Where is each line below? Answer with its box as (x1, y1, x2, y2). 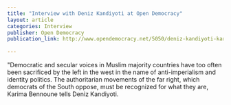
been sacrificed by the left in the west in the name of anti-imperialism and (7, 68, 217, 76)
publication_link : (7, 36, 60, 43)
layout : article (7, 16, 54, 23)
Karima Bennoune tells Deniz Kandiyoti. (7, 90, 119, 98)
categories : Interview (7, 23, 72, 30)
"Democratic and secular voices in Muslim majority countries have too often (7, 61, 222, 69)
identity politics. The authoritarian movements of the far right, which (7, 75, 200, 83)
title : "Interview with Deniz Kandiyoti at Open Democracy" (7, 10, 184, 17)
